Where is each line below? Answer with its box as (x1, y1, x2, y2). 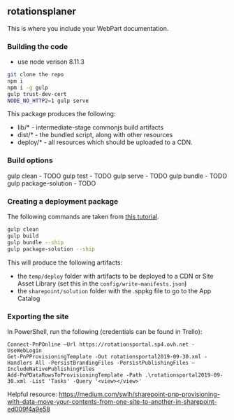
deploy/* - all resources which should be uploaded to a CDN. (17, 138, 193, 146)
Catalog (17, 294, 41, 302)
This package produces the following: (7, 110, 116, 118)
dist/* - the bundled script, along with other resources (17, 131, 173, 139)
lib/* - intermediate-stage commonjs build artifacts (17, 123, 164, 132)
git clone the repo (7, 71, 64, 78)
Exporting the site (7, 311, 69, 321)
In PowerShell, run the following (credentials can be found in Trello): (7, 327, 203, 335)
